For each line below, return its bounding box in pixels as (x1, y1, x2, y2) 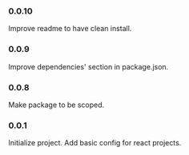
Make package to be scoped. (8, 100, 105, 109)
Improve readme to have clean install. (8, 24, 132, 34)
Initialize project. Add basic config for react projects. (8, 138, 182, 148)
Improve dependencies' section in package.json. (8, 62, 169, 71)
